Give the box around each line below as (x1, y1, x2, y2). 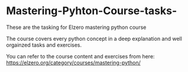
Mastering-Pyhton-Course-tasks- (6, 4, 177, 18)
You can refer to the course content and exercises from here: (6, 53, 155, 60)
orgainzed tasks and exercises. (6, 41, 82, 48)
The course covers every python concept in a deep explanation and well (6, 35, 182, 42)
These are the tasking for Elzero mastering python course (6, 24, 147, 31)
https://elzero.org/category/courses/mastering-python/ (6, 59, 141, 66)
